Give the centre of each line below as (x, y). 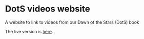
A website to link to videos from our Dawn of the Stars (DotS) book (72, 22)
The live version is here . (29, 31)
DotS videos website (48, 9)
